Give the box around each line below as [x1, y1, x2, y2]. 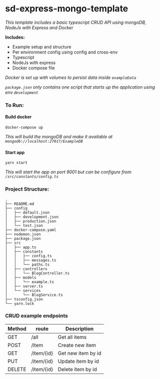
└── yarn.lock [5, 301, 35, 306]
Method [7, 325, 27, 332]
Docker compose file [12, 65, 55, 71]
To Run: [5, 102, 24, 108]
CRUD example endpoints [5, 313, 68, 320]
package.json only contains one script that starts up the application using [5, 84, 155, 90]
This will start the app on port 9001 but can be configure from [5, 169, 132, 175]
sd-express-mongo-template [5, 3, 128, 14]
